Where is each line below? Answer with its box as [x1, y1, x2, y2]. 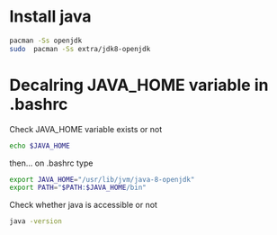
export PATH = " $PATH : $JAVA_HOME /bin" [9, 183, 147, 193]
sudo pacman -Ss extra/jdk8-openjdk [9, 44, 151, 53]
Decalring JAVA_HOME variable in [9, 75, 269, 95]
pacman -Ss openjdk [9, 36, 83, 45]
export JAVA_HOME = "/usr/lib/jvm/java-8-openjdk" [9, 175, 195, 184]
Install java [9, 6, 92, 27]
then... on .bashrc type [9, 158, 94, 168]
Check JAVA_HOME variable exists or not [9, 123, 163, 134]
